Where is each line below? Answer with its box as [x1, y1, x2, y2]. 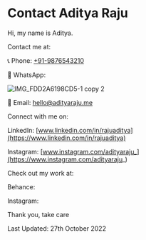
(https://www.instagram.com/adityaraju [7, 155, 122, 164]
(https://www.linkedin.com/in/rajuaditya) [7, 134, 126, 142]
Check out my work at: [7, 169, 74, 177]
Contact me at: [7, 42, 51, 51]
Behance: [7, 182, 36, 191]
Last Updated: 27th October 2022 [7, 224, 107, 233]
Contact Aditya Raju [7, 5, 128, 21]
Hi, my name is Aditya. [7, 29, 73, 37]
